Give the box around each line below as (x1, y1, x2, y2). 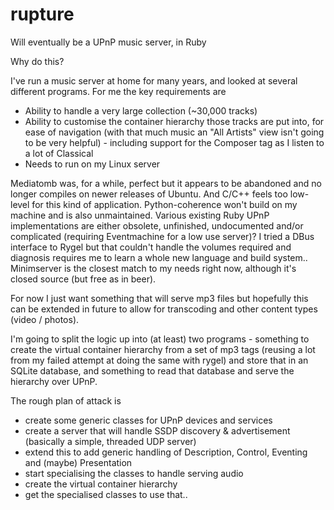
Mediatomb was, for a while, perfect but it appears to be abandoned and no (10, 177, 322, 189)
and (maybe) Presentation (24, 456, 133, 468)
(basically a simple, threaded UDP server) (24, 435, 197, 447)
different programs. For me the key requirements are (10, 85, 227, 97)
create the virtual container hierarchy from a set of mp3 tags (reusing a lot (10, 343, 316, 355)
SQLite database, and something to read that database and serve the (10, 364, 295, 377)
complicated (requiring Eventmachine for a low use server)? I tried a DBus (10, 230, 315, 242)
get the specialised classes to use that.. (24, 488, 188, 500)
